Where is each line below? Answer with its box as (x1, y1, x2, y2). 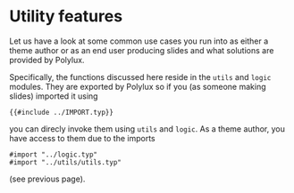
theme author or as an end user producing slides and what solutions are (9, 44, 274, 55)
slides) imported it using (9, 91, 98, 101)
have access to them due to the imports (9, 133, 155, 143)
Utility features (9, 6, 123, 27)
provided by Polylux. (9, 54, 85, 65)
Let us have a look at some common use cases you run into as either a (9, 36, 269, 46)
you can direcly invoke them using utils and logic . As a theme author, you (9, 123, 286, 134)
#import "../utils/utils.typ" (9, 157, 122, 166)
